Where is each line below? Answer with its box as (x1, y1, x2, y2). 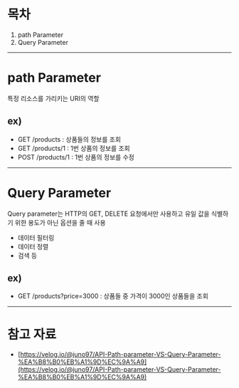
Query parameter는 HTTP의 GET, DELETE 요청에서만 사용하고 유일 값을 (7, 209, 210, 218)
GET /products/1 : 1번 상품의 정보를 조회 (17, 144, 130, 152)
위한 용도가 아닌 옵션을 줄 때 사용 (14, 218, 106, 226)
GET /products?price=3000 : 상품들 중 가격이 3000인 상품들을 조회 (17, 292, 208, 300)
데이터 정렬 (17, 242, 49, 251)
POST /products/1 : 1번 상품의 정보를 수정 (17, 152, 135, 161)
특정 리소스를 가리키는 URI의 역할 (7, 94, 100, 103)
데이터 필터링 (17, 233, 55, 242)
